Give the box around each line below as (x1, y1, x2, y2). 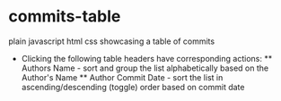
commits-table (8, 6, 121, 27)
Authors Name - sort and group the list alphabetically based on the (21, 63, 269, 73)
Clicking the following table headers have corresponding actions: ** (21, 53, 273, 63)
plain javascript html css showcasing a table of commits (8, 36, 215, 46)
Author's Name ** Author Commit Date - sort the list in (21, 72, 224, 82)
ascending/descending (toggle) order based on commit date (21, 81, 245, 92)
